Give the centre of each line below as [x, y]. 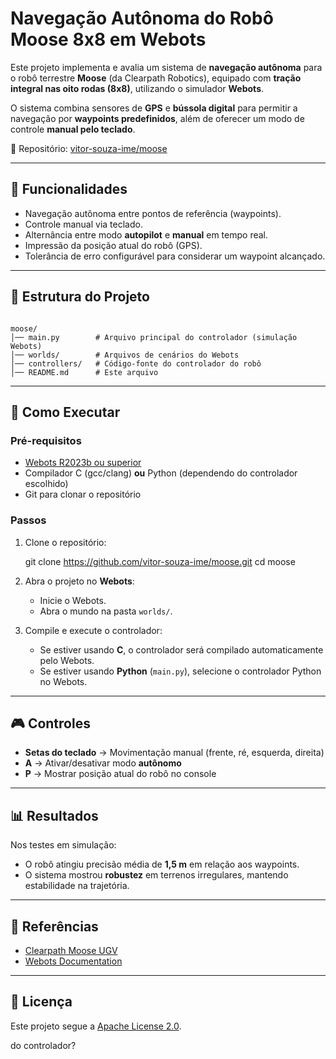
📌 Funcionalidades [69, 189]
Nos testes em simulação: [63, 845]
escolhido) [46, 484]
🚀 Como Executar [65, 412]
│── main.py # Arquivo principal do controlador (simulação [154, 337]
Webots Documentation [73, 961]
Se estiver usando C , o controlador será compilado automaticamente [181, 649]
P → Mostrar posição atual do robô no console [120, 774]
